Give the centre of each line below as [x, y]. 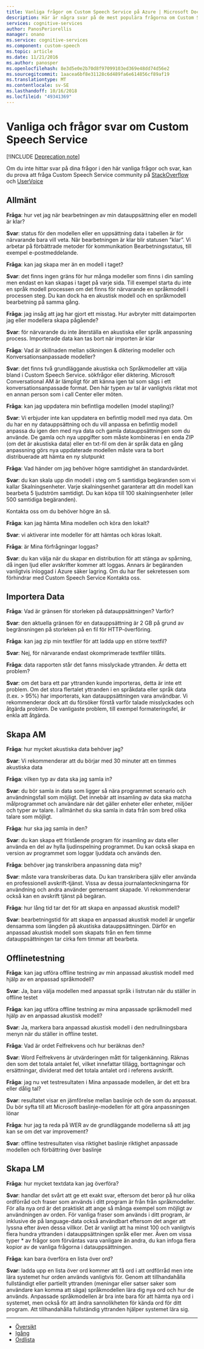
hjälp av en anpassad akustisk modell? [54, 1015]
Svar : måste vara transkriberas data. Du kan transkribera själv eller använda [101, 877]
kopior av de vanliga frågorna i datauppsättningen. [70, 1247]
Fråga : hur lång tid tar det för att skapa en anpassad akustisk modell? [93, 908]
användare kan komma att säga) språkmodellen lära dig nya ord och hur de [100, 1289]
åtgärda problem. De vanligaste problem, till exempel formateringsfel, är [96, 709]
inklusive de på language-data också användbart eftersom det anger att [96, 1221]
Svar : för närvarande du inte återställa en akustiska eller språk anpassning [99, 332]
